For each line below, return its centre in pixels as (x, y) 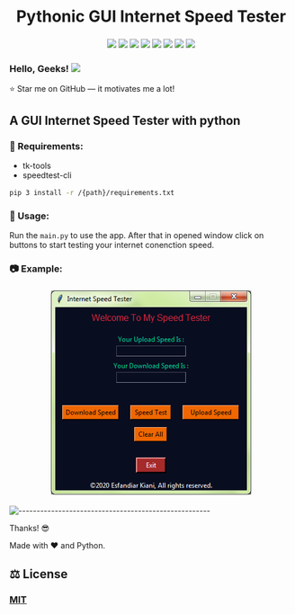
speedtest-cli (47, 175)
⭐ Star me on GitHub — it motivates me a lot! (92, 89)
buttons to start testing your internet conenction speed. (112, 245)
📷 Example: (36, 269)
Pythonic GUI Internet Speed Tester (151, 17)
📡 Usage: (29, 216)
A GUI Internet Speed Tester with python (125, 120)
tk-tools (36, 166)
